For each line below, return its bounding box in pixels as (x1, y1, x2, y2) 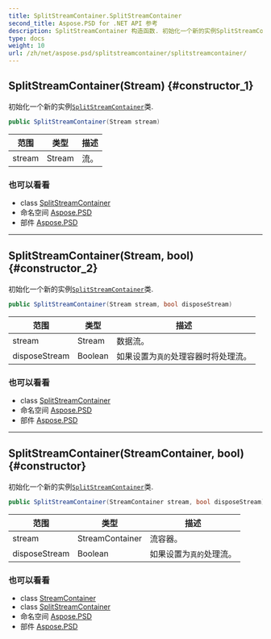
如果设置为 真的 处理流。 (149, 548, 236, 559)
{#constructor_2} (8, 261, 98, 275)
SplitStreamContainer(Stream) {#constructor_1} (8, 79, 254, 93)
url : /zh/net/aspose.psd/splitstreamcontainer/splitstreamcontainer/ (8, 49, 248, 57)
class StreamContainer (19, 593, 97, 603)
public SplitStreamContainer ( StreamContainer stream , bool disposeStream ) (8, 498, 265, 506)
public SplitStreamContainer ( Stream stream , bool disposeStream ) (8, 300, 232, 308)
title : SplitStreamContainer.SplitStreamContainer (8, 11, 182, 20)
